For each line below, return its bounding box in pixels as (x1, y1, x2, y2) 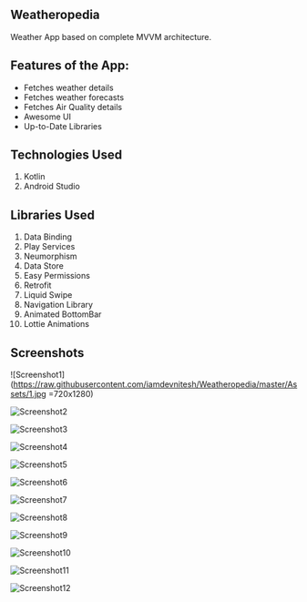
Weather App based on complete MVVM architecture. (10, 31, 212, 42)
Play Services (23, 241, 76, 252)
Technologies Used (10, 148, 122, 163)
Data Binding (23, 231, 72, 242)
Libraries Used (10, 207, 95, 222)
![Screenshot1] (10, 369, 66, 381)
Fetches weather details (23, 82, 114, 93)
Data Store (23, 260, 65, 271)
